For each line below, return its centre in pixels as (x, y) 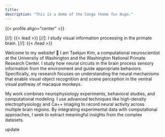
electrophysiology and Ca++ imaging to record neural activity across (75, 104)
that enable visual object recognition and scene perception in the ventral (79, 79)
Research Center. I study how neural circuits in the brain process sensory (80, 63)
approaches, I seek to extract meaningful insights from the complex (74, 114)
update (12, 129)
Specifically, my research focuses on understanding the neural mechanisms (82, 73)
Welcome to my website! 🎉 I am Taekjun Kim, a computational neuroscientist (82, 53)
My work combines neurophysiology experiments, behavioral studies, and (80, 94)
